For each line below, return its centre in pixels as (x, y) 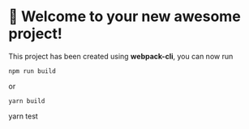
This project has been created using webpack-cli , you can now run (121, 56)
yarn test (23, 116)
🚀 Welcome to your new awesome (124, 17)
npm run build (32, 71)
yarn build (27, 101)
